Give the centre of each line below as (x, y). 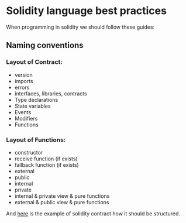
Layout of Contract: (34, 62)
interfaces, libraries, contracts (51, 93)
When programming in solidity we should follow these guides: (80, 27)
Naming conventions (45, 45)
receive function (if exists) (46, 159)
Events (23, 112)
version (24, 75)
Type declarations (36, 100)
